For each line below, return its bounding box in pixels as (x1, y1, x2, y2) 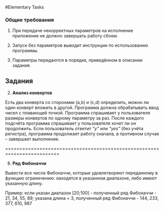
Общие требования (5, 16, 54, 23)
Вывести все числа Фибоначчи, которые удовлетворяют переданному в (5, 170, 158, 176)
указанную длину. (5, 180, 43, 186)
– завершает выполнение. (5, 136, 60, 142)
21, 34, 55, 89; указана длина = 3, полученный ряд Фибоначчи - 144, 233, (5, 195, 159, 201)
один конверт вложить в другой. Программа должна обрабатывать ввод (5, 105, 159, 110)
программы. (12, 48, 38, 54)
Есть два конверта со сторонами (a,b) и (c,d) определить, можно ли (5, 100, 149, 105)
